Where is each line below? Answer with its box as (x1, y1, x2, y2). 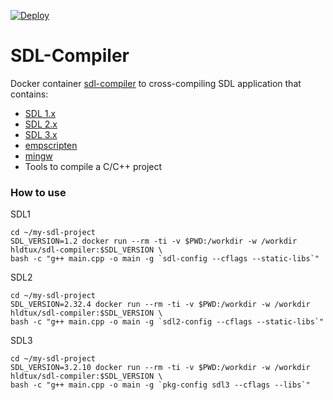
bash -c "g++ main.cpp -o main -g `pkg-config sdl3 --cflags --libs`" (10, 380, 311, 390)
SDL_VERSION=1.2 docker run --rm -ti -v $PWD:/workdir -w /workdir (10, 236, 298, 247)
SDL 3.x (24, 128, 58, 140)
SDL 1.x (24, 107, 57, 119)
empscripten (24, 139, 78, 151)
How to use (10, 185, 67, 199)
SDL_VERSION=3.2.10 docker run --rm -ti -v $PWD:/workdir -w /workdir (10, 363, 311, 373)
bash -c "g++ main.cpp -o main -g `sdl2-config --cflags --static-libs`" (10, 317, 325, 327)
